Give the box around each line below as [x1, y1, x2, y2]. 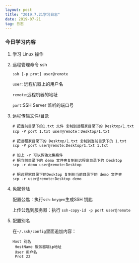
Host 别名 [12, 239, 31, 244]
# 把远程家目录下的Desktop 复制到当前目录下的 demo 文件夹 [12, 172, 123, 177]
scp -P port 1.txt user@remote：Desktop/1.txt [12, 129, 110, 134]
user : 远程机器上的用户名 [12, 81, 64, 87]
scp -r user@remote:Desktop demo [12, 176, 82, 181]
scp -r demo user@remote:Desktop [12, 162, 82, 167]
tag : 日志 [5, 21, 24, 26]
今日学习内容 [5, 38, 36, 45]
